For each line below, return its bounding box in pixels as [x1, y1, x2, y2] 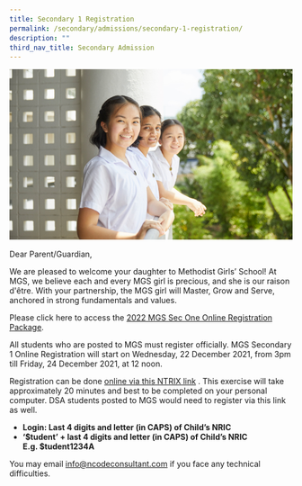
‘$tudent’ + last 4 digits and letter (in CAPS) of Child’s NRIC [22, 431, 248, 442]
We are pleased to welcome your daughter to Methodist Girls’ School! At [9, 265, 277, 276]
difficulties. [9, 468, 51, 479]
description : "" [9, 33, 70, 42]
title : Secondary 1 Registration [9, 14, 135, 23]
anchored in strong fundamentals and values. [9, 294, 177, 305]
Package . [9, 321, 45, 332]
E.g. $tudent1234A [22, 441, 95, 452]
